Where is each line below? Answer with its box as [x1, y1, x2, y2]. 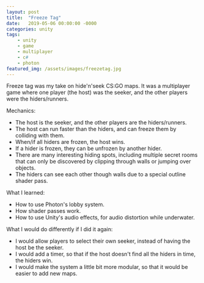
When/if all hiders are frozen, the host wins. [15, 138, 125, 146]
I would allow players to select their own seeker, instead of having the [15, 237, 191, 245]
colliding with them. [15, 132, 65, 139]
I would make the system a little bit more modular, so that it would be [15, 263, 188, 271]
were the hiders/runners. [6, 95, 69, 102]
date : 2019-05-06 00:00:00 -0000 [6, 20, 97, 26]
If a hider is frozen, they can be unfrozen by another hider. [15, 145, 162, 152]
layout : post [6, 9, 40, 15]
